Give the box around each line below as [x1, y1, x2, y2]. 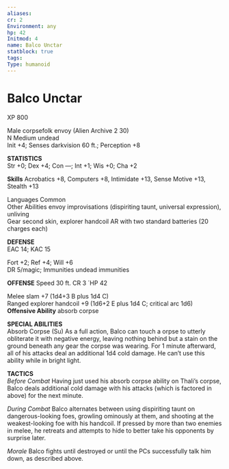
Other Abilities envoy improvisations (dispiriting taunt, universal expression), [7, 203, 221, 211]
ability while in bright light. [7, 356, 81, 364]
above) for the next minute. [7, 391, 83, 399]
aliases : [7, 10, 32, 17]
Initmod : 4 [7, 36, 38, 42]
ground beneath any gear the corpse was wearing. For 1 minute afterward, [7, 342, 217, 350]
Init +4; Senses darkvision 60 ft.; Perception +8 [7, 141, 141, 149]
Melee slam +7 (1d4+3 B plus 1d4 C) [7, 292, 109, 300]
